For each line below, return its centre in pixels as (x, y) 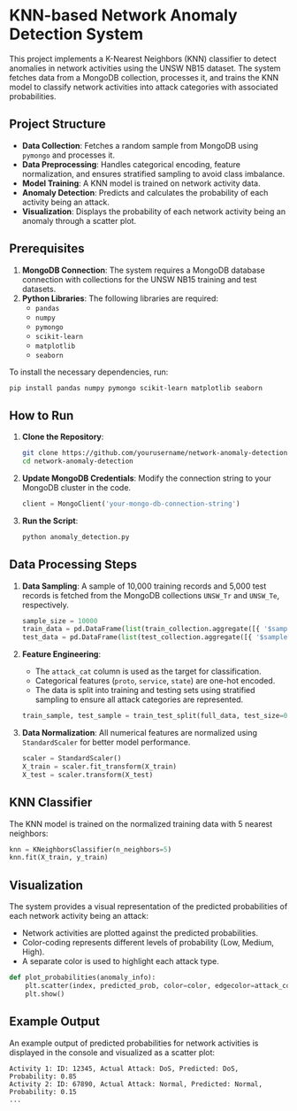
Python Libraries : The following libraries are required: (120, 298)
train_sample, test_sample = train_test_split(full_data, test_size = (153, 716)
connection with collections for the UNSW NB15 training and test (139, 279)
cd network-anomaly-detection (78, 461)
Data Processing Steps (73, 564)
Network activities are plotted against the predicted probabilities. (140, 933)
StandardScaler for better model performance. (106, 742)
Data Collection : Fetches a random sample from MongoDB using (140, 145)
